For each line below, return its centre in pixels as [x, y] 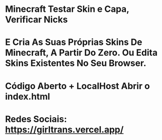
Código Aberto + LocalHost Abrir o [78, 86]
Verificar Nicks [37, 20]
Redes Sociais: [36, 119]
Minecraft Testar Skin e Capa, [67, 9]
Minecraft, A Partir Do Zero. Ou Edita [81, 53]
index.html [28, 96]
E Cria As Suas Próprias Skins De [74, 42]
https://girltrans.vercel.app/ [64, 129]
